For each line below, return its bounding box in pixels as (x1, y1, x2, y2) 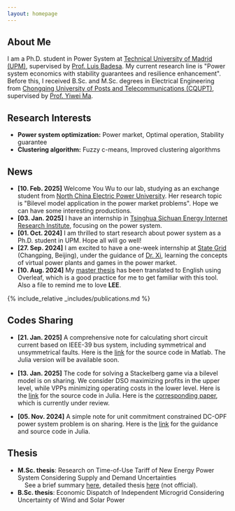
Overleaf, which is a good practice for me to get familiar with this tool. (17, 273, 219, 282)
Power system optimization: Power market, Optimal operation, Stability (17, 131, 225, 139)
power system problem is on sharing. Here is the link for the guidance (17, 419, 218, 428)
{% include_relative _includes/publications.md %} (7, 294, 150, 303)
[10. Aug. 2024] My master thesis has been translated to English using (17, 266, 222, 275)
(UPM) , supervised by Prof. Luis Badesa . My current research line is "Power (7, 62, 226, 71)
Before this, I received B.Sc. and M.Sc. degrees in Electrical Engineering (7, 77, 215, 85)
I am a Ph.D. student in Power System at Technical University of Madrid (7, 55, 213, 63)
